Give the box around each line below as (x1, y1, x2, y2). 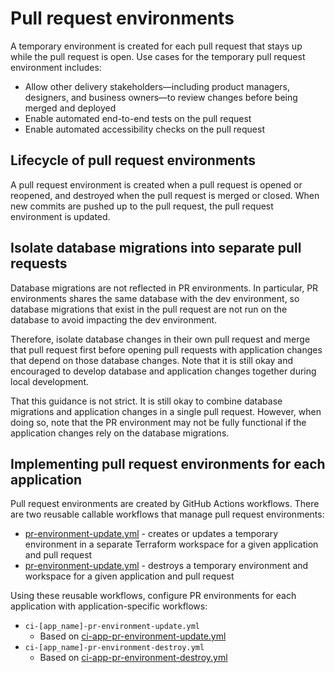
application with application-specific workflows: (10, 600, 208, 612)
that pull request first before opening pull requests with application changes (10, 343, 323, 356)
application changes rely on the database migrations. (10, 427, 230, 439)
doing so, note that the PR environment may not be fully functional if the (10, 416, 307, 428)
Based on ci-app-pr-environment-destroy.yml (39, 652, 228, 664)
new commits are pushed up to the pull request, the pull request (10, 200, 274, 212)
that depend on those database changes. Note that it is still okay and (10, 354, 294, 366)
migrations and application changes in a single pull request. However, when (10, 405, 322, 417)
